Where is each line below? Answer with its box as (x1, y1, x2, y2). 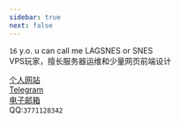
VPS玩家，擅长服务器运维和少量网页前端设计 (9, 55, 172, 66)
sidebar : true (9, 12, 62, 22)
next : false (9, 21, 53, 30)
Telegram (9, 84, 44, 95)
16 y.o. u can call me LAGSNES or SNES (9, 45, 154, 55)
